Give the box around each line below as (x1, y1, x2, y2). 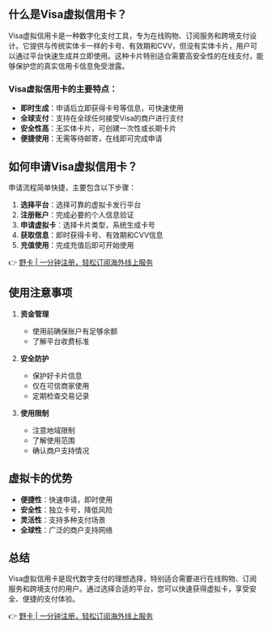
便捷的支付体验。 (22, 594, 79, 604)
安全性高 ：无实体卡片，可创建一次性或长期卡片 (19, 124, 176, 134)
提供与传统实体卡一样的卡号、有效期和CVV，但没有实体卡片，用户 (29, 40, 251, 50)
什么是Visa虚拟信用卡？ (8, 7, 128, 22)
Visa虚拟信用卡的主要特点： (8, 83, 118, 95)
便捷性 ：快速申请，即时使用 (19, 495, 113, 504)
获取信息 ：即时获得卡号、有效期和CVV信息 (19, 230, 164, 240)
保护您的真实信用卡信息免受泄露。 (15, 61, 130, 70)
